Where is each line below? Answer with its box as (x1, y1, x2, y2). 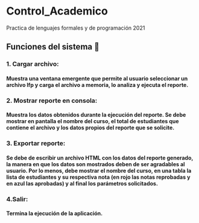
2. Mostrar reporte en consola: (6, 96, 98, 105)
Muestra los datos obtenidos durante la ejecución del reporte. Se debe (6, 111, 186, 118)
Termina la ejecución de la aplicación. (6, 210, 103, 217)
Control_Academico (6, 4, 109, 18)
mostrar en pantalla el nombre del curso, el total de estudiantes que (6, 118, 179, 125)
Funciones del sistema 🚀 (6, 42, 99, 52)
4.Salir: (6, 195, 28, 203)
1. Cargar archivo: (6, 60, 59, 68)
